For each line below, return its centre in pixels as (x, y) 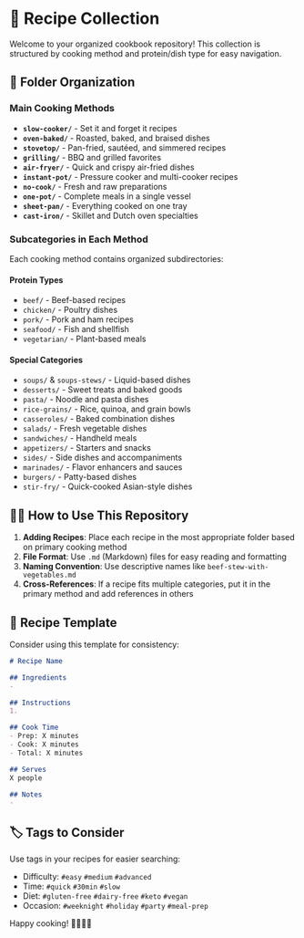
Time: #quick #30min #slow (71, 886)
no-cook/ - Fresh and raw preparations (95, 186)
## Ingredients (38, 677)
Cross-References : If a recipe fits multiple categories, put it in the (147, 584)
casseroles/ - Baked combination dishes (99, 419)
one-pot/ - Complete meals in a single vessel (106, 196)
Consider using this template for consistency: (94, 644)
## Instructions (40, 703)
